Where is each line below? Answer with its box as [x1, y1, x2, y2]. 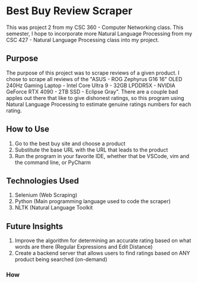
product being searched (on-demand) [14, 256, 108, 263]
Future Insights [6, 221, 63, 231]
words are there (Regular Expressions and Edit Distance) [14, 243, 153, 250]
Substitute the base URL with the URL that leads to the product [14, 146, 168, 153]
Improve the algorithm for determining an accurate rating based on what [14, 237, 191, 244]
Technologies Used [6, 176, 79, 186]
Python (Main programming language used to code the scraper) [14, 198, 171, 205]
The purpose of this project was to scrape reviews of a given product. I [6, 69, 180, 76]
